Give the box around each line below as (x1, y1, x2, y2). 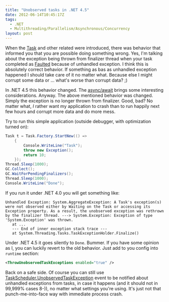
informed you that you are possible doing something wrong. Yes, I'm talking (5, 50, 163, 56)
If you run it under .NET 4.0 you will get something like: (5, 190, 120, 196)
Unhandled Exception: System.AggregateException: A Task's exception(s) (5, 200, 162, 205)
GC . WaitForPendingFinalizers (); (5, 171, 73, 176)
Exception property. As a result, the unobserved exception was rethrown (5, 208, 164, 213)
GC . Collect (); (5, 167, 35, 172)
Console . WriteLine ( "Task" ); (23, 143, 82, 148)
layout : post (5, 31, 33, 36)
